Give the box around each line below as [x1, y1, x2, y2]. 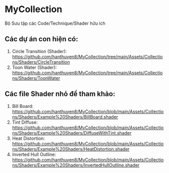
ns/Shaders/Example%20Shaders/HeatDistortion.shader [12, 146, 130, 152]
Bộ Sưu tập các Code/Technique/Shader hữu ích [5, 20, 105, 26]
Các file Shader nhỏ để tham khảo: [5, 90, 116, 98]
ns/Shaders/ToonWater [12, 75, 61, 81]
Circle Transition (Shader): [12, 48, 67, 54]
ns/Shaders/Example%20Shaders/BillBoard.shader [12, 113, 119, 120]
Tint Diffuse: [12, 119, 38, 125]
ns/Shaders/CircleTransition [12, 59, 70, 65]
